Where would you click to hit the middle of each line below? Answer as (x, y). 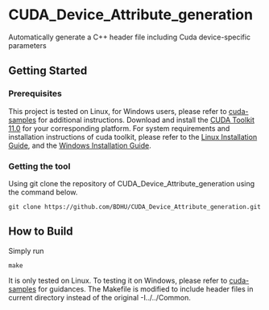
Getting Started (48, 71)
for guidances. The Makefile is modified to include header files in (145, 289)
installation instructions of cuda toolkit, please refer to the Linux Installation (133, 137)
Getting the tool (39, 166)
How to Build (41, 232)
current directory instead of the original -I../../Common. (100, 297)
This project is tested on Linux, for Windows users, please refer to (118, 111)
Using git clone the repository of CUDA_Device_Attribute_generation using (132, 183)
